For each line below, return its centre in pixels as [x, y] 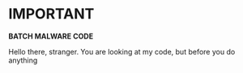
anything [23, 60]
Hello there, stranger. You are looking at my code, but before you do [122, 51]
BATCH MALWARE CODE [51, 36]
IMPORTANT [51, 14]
